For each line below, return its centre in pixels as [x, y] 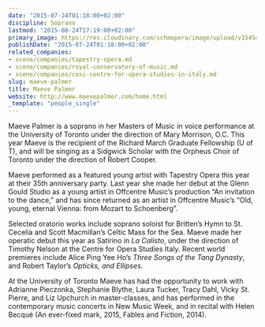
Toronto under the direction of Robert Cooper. [83, 160]
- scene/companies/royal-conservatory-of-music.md [93, 67]
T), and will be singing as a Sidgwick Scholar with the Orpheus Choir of [124, 152]
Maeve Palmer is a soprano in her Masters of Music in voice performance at [131, 126]
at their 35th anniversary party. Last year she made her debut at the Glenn [129, 183]
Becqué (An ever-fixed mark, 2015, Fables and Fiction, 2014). [108, 315]
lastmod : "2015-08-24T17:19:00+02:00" [72, 30]
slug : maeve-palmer [40, 81]
